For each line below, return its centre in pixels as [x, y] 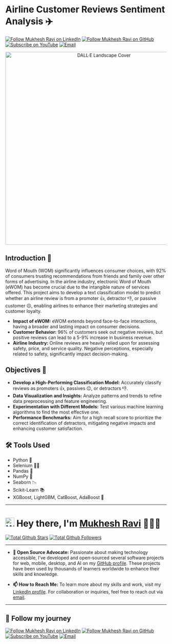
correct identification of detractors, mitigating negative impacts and [84, 423]
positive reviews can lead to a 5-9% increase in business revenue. [83, 337]
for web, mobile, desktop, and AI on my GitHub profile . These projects [86, 563]
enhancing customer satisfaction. [48, 428]
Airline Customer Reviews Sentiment [85, 10]
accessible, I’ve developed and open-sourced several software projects [88, 558]
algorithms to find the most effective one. [56, 412]
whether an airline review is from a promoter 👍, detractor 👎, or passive [81, 298]
